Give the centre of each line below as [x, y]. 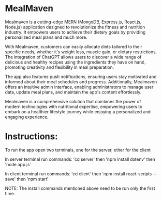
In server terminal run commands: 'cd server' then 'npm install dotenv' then [80, 159]
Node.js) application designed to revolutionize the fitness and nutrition [75, 27]
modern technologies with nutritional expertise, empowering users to [74, 107]
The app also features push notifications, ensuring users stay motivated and [81, 77]
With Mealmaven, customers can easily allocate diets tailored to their [74, 46]
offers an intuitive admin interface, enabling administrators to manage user [79, 87]
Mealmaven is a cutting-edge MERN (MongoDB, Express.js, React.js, [73, 22]
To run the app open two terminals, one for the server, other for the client [78, 150]
